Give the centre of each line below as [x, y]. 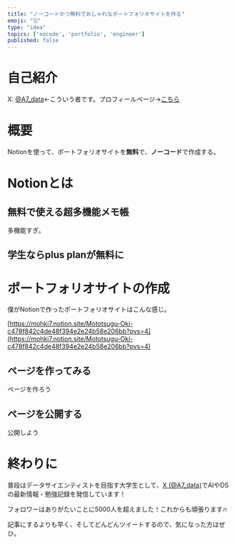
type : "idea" [27, 27]
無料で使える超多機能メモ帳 [68, 212]
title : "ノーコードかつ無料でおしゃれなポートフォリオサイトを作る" [96, 14]
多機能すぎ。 [26, 230]
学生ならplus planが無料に [66, 255]
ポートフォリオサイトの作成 [89, 288]
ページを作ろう [29, 389]
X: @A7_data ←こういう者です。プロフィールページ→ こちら [94, 99]
